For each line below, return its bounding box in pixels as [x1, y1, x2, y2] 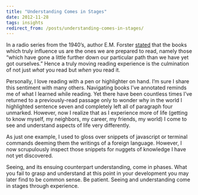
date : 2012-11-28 [6, 14, 49, 20]
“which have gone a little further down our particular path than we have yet [6, 54, 189, 61]
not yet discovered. [6, 152, 53, 160]
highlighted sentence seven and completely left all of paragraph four [6, 103, 173, 110]
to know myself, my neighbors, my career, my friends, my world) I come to [6, 116, 187, 123]
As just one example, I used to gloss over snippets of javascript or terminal [6, 134, 188, 141]
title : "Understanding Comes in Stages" [6, 8, 108, 15]
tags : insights [6, 19, 44, 25]
